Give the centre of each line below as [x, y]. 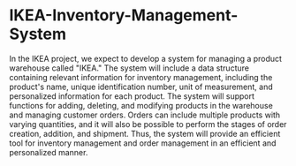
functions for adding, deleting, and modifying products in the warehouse [141, 105]
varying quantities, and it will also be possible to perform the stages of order [148, 124]
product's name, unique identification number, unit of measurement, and [141, 87]
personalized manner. [49, 152]
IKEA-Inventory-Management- [124, 15]
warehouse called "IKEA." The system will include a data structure [129, 68]
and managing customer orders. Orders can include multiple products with [145, 115]
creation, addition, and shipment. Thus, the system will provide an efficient [145, 133]
